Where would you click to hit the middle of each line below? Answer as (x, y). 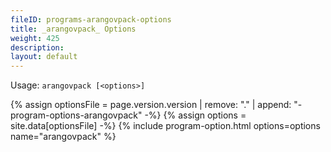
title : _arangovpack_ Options (73, 29)
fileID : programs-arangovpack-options (91, 19)
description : (37, 47)
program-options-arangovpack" (76, 115)
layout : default (44, 57)
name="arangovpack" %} (63, 137)
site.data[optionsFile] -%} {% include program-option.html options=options (165, 126)
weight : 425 (35, 38)
